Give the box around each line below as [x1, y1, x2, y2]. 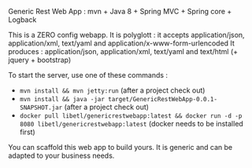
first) [19, 127, 35, 137]
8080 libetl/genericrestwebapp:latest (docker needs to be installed [19, 119, 244, 128]
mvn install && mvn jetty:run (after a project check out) [19, 86, 206, 95]
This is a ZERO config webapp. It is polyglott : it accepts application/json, [8, 31, 246, 39]
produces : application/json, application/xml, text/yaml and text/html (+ [8, 47, 239, 56]
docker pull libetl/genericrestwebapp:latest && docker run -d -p [19, 112, 243, 120]
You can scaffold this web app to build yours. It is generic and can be [8, 143, 233, 152]
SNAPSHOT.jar [19, 104, 63, 111]
